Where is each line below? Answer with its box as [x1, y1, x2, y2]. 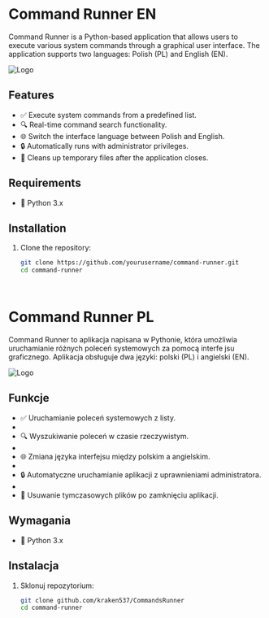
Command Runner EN [8, 5, 157, 24]
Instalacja [8, 559, 59, 573]
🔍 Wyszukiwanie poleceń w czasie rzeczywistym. [20, 431, 189, 441]
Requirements [8, 176, 81, 190]
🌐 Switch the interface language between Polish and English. [20, 131, 225, 141]
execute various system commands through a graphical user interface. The [8, 40, 260, 50]
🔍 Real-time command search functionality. [20, 120, 167, 129]
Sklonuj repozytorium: [20, 581, 95, 590]
